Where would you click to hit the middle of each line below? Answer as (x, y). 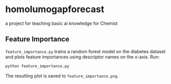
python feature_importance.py (37, 66)
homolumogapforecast (55, 9)
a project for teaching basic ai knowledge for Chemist (62, 23)
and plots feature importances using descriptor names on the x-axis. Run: (82, 57)
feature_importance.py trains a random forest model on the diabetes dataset (85, 51)
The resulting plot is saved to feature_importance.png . (62, 76)
